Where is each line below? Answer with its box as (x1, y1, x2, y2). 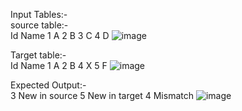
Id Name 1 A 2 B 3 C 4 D (10, 30, 110, 41)
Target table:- (10, 49, 67, 61)
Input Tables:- (10, 9, 68, 20)
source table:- (10, 19, 69, 31)
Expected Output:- (10, 79, 87, 91)
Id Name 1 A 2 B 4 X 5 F (10, 60, 108, 71)
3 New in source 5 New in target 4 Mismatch (10, 90, 194, 101)
